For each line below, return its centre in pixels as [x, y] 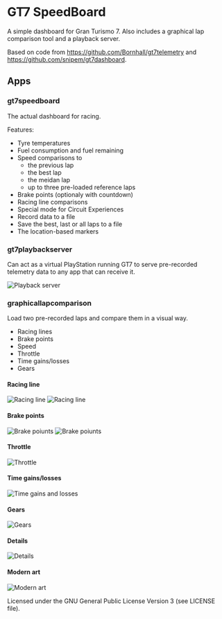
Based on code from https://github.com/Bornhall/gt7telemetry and [102, 52]
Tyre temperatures [44, 143]
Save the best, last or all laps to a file [70, 224]
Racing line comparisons [52, 202]
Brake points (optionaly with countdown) [75, 194]
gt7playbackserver [40, 249]
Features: [21, 130]
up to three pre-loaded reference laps [82, 187]
